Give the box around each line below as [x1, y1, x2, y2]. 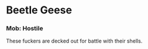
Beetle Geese [6, 3, 72, 17]
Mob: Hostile [6, 24, 43, 33]
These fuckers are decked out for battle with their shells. [6, 37, 143, 44]
